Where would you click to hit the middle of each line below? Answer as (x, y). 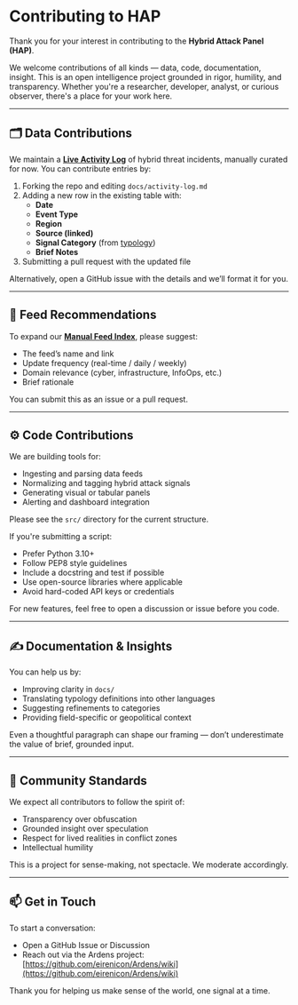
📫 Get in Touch (53, 902)
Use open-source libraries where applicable (102, 582)
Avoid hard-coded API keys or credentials (98, 592)
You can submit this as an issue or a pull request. (99, 399)
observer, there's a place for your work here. (91, 96)
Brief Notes (57, 251)
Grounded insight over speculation (85, 829)
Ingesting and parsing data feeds (82, 474)
